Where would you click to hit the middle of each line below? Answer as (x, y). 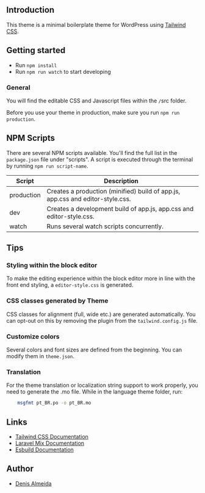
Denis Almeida (33, 483)
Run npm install (36, 65)
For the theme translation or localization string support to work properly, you (102, 385)
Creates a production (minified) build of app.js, (113, 191)
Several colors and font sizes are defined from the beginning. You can (94, 350)
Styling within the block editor (52, 265)
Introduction (31, 10)
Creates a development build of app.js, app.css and (120, 209)
